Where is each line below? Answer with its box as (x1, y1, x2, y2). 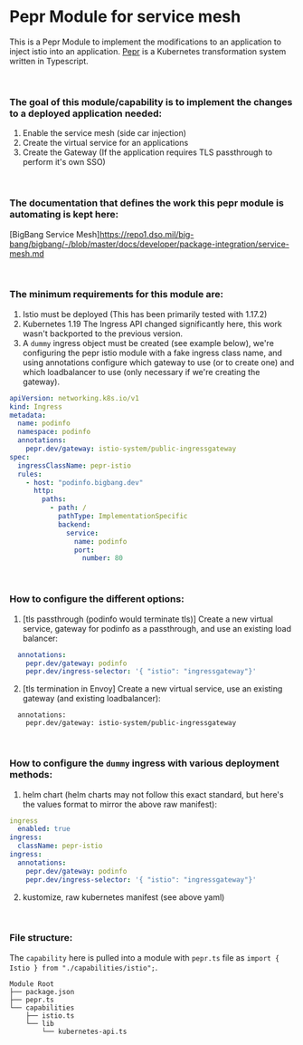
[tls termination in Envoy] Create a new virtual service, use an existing (22, 683, 283, 694)
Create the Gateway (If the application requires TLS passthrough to (22, 147, 273, 158)
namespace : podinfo (17, 428, 91, 437)
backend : (57, 519, 91, 529)
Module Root (9, 979, 54, 989)
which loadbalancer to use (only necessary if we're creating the (22, 366, 260, 377)
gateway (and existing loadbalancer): (22, 693, 161, 704)
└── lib (25, 1019, 54, 1028)
